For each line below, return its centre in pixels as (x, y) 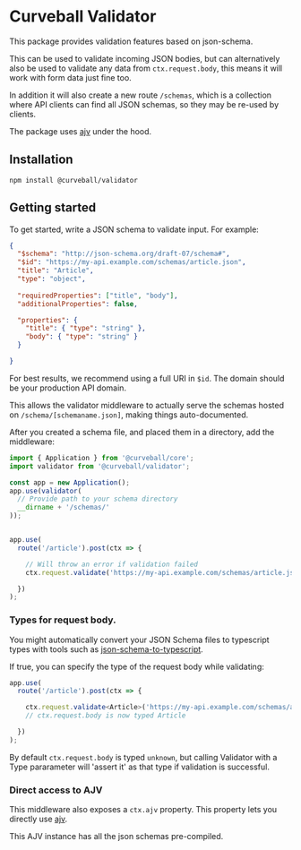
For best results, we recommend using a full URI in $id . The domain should (147, 378)
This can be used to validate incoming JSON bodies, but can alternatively (145, 58)
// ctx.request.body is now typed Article (106, 716)
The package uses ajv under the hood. (81, 131)
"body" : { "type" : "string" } (82, 337)
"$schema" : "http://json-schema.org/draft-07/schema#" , (124, 254)
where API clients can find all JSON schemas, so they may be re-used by (144, 104)
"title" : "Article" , (56, 270)
